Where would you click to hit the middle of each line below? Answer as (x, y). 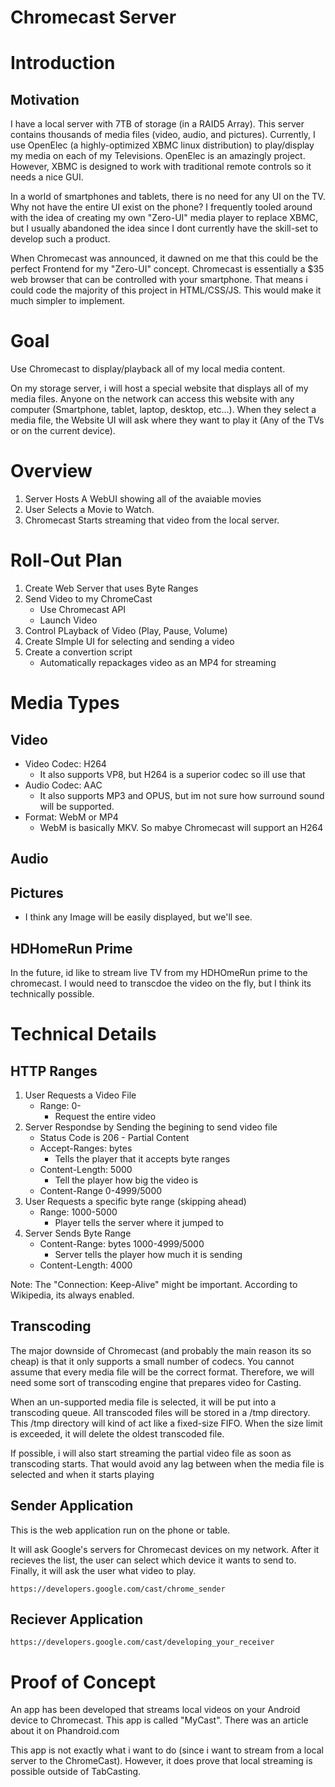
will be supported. (77, 806)
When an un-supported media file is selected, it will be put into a (143, 1402)
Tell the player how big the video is (126, 1180)
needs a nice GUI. (47, 177)
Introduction (63, 63)
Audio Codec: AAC (63, 785)
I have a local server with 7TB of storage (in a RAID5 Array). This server (157, 124)
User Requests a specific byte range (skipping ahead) (135, 1202)
